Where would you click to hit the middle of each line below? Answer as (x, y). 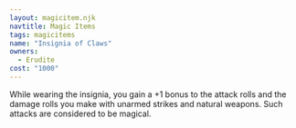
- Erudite (36, 60)
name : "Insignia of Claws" (61, 43)
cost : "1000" (34, 69)
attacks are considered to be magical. (80, 113)
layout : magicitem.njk (53, 18)
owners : (24, 52)
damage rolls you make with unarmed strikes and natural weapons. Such (146, 103)
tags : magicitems (42, 34)
